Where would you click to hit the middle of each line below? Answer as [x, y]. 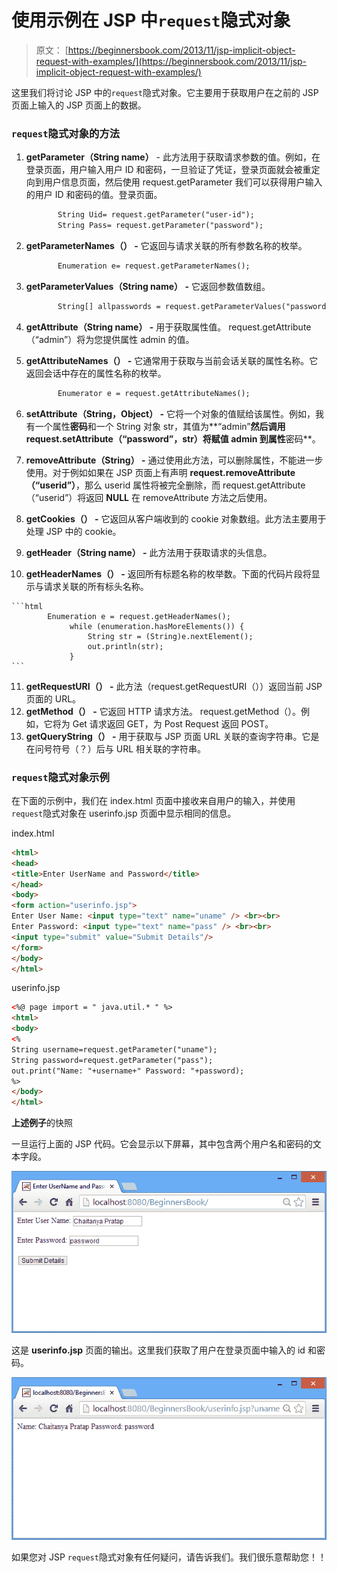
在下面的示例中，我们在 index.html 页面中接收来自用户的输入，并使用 [153, 800]
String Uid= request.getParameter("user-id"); [156, 215]
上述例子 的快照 [42, 1123]
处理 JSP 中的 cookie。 [73, 531]
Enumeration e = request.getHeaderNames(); [139, 616]
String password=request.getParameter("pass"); [112, 1060]
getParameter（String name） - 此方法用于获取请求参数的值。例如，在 [173, 157]
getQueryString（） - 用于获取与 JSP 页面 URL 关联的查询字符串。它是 [172, 736]
